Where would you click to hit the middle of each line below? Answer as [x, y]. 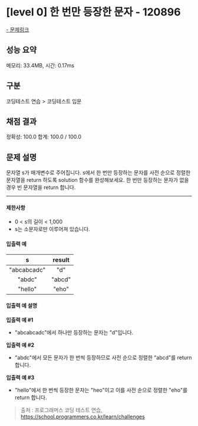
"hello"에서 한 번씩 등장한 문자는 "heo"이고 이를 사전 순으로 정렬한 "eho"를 [101, 390]
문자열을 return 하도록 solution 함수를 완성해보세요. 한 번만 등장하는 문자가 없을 [98, 180]
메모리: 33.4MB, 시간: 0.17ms [40, 65]
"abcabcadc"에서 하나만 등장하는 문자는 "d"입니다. [74, 332]
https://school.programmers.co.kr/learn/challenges [83, 417]
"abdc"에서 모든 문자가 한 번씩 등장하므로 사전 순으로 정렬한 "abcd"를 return [103, 357]
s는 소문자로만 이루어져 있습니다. [52, 229]
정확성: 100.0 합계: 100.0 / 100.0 [44, 137]
